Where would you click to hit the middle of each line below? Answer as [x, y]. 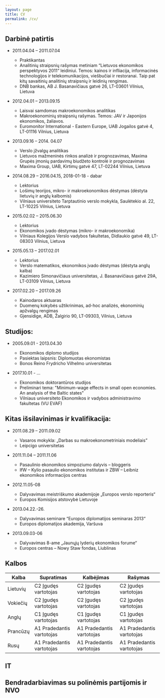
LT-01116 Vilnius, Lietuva [44, 132]
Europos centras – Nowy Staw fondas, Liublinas [68, 548]
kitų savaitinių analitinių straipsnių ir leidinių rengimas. [74, 81]
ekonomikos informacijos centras [53, 475]
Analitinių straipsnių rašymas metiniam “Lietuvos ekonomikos [81, 66]
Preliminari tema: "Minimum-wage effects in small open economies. [88, 388]
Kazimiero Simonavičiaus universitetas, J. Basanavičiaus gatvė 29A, [88, 276]
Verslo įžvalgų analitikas [44, 151]
